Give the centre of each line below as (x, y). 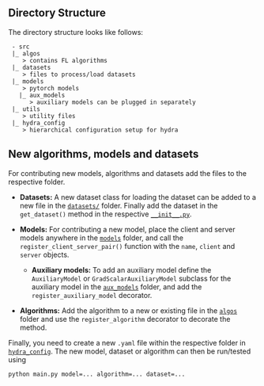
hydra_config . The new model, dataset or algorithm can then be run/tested (130, 351)
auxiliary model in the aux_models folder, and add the (117, 287)
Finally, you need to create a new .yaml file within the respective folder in (127, 342)
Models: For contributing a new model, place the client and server (127, 229)
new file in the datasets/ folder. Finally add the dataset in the (119, 205)
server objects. (44, 254)
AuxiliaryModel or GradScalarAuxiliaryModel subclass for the (131, 278)
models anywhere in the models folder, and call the (102, 238)
